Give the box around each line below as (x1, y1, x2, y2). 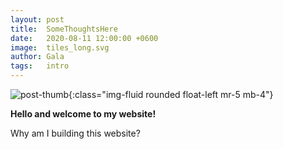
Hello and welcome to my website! (10, 108, 157, 120)
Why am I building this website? (10, 127, 141, 139)
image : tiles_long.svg (10, 42, 110, 53)
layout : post (10, 14, 65, 25)
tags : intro (10, 61, 70, 71)
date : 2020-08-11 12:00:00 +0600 (10, 33, 159, 43)
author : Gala (10, 52, 65, 62)
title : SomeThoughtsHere (10, 24, 118, 34)
